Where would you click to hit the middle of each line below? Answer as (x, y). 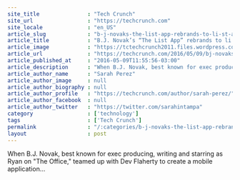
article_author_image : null (57, 80)
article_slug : (49, 34)
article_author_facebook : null (57, 101)
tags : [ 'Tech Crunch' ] (75, 120)
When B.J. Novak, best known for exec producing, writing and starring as (115, 154)
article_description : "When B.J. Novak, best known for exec (110, 67)
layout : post (57, 134)
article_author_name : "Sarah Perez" (71, 74)
